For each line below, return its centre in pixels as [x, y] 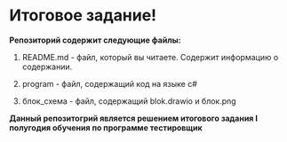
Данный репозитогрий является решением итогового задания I [133, 118]
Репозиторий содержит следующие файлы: [95, 40]
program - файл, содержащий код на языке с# [110, 83]
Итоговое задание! [83, 16]
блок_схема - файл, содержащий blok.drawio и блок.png [129, 101]
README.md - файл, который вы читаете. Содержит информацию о [150, 57]
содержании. [47, 67]
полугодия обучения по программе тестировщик [106, 127]
